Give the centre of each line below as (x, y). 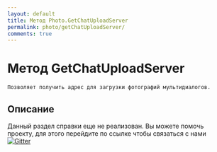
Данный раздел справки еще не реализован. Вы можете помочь (106, 126)
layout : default (31, 14)
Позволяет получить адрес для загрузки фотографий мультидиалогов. (109, 88)
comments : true (30, 34)
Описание (31, 109)
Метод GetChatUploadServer (96, 69)
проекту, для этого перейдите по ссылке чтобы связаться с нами (107, 134)
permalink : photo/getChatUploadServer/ (66, 27)
